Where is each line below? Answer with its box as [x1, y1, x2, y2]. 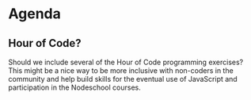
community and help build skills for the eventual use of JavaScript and [8, 75, 238, 83]
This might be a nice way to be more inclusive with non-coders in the [8, 66, 234, 75]
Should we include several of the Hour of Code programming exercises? [8, 57, 244, 67]
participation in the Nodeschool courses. [8, 83, 141, 92]
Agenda [8, 5, 61, 23]
